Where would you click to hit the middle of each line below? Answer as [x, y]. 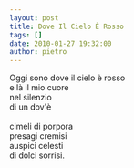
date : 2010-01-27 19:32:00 [61, 43]
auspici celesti [36, 146]
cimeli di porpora [41, 126]
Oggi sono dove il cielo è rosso [67, 78]
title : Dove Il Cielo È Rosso [67, 26]
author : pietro [38, 52]
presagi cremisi [38, 136]
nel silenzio [31, 98]
